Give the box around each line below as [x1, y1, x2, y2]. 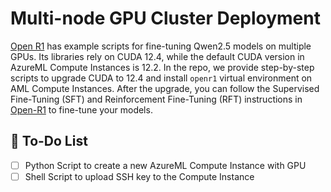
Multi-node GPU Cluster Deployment [10, 7, 321, 30]
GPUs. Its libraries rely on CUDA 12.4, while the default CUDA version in [10, 50, 305, 62]
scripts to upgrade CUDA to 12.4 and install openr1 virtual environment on [10, 72, 313, 84]
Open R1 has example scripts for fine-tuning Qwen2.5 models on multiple [10, 40, 312, 52]
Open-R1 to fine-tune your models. [10, 103, 153, 116]
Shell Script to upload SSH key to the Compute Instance [24, 170, 255, 182]
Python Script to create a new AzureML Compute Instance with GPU [24, 159, 307, 171]
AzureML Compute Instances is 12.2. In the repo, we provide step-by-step [10, 61, 315, 73]
